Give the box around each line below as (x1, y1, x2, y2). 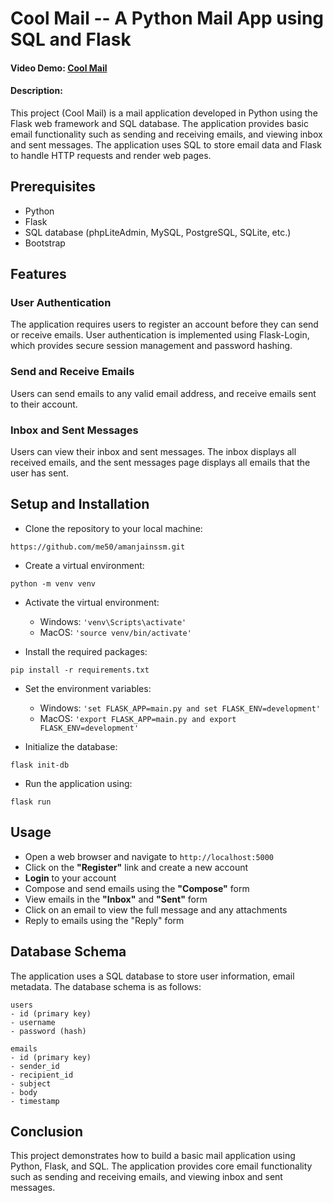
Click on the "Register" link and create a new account (24, 861, 249, 873)
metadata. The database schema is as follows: (10, 980, 202, 992)
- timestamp (10, 1096, 60, 1106)
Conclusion (10, 1123, 84, 1140)
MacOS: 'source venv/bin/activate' (39, 626, 192, 638)
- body (10, 1087, 38, 1097)
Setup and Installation (10, 496, 150, 513)
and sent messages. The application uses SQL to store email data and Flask (10, 138, 322, 151)
